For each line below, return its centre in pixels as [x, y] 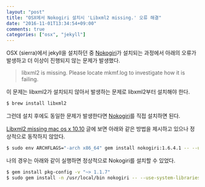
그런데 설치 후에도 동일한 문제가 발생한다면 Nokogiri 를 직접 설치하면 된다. [93, 116]
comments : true [26, 29]
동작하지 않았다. [46, 136]
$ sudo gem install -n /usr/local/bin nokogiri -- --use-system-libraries [103, 178]
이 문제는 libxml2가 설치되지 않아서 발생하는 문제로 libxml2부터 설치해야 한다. [98, 92]
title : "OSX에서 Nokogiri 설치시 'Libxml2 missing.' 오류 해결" [84, 18]
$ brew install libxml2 [37, 104]
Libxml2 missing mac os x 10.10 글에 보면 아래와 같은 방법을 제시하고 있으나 [98, 129]
